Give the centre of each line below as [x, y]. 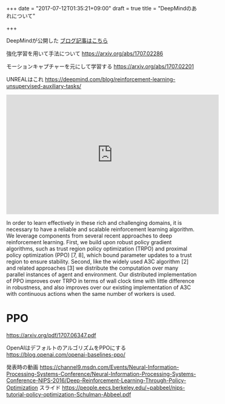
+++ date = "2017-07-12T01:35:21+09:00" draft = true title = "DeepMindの [99, 8]
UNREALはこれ [25, 79]
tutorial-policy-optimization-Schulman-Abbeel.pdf [69, 394]
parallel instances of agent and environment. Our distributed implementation [102, 274]
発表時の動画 [22, 367]
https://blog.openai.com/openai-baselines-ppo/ [66, 354]
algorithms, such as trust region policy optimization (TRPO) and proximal [97, 248]
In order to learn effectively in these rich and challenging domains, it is [94, 223]
